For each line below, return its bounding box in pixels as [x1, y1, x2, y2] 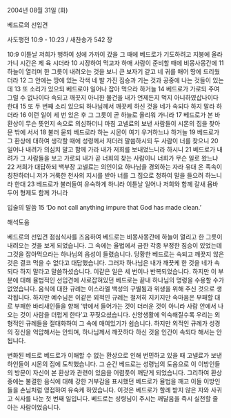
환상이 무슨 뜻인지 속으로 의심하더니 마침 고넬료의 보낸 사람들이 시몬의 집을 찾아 [7, 120, 221, 127]
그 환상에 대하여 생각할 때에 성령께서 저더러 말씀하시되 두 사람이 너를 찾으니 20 [7, 137, 219, 145]
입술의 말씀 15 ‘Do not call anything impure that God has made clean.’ [7, 203, 202, 211]
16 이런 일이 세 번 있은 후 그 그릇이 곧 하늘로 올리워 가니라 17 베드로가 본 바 [19, 111, 221, 119]
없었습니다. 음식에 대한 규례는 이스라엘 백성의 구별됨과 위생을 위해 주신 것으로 [7, 284, 215, 293]
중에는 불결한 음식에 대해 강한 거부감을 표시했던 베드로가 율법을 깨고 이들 [7, 377, 202, 385]
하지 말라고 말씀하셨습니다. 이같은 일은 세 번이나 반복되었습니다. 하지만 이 [19, 267, 217, 275]
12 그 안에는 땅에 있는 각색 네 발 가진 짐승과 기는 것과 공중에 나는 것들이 [19, 76, 212, 84]
